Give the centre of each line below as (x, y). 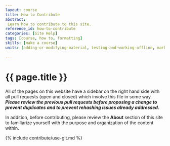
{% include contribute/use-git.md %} (44, 138)
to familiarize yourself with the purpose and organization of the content (79, 123)
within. (12, 128)
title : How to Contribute (32, 15)
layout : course (21, 10)
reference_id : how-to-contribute (40, 29)
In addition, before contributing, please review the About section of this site (84, 117)
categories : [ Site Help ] (31, 33)
